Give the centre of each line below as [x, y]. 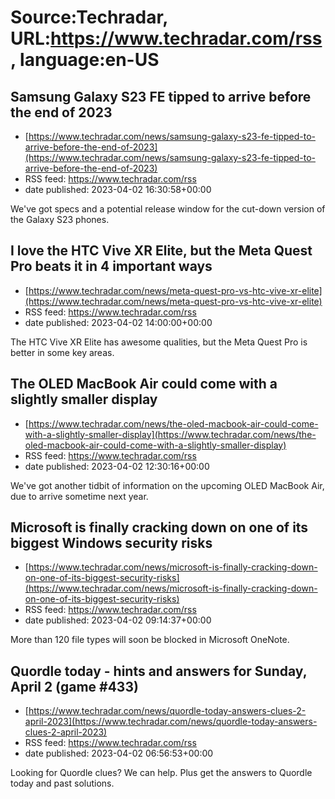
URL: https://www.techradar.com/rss [166, 38]
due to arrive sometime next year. [79, 496]
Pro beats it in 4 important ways [111, 266]
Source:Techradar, [89, 17]
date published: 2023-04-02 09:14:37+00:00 [118, 620]
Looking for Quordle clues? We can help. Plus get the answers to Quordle [161, 773]
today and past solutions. [62, 783]
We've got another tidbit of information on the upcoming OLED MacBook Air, [167, 485]
